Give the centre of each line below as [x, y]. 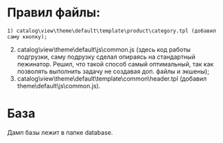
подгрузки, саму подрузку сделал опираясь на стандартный [106, 57]
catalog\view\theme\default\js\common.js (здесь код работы [104, 49]
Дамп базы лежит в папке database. [60, 132]
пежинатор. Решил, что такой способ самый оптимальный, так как [115, 64]
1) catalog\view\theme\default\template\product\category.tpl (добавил [111, 31]
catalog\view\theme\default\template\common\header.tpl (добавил [112, 78]
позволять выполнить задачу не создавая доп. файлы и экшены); [113, 71]
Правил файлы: [54, 13]
